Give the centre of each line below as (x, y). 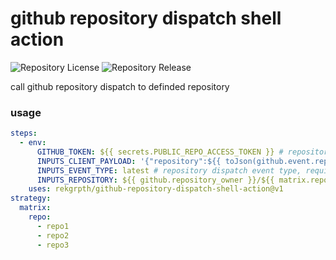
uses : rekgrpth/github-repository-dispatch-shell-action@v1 (156, 189)
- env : (33, 143)
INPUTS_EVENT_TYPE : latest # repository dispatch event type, (169, 170)
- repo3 (53, 245)
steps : (24, 133)
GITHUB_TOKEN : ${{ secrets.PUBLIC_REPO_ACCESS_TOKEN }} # (160, 152)
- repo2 (53, 235)
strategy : (31, 198)
